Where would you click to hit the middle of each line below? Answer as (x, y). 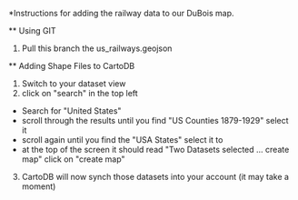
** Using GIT (32, 30)
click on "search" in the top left (79, 93)
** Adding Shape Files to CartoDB (72, 66)
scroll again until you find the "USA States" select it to (122, 140)
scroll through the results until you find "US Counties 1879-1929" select (155, 120)
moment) (39, 186)
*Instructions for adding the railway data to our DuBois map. (121, 13)
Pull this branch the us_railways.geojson (97, 48)
